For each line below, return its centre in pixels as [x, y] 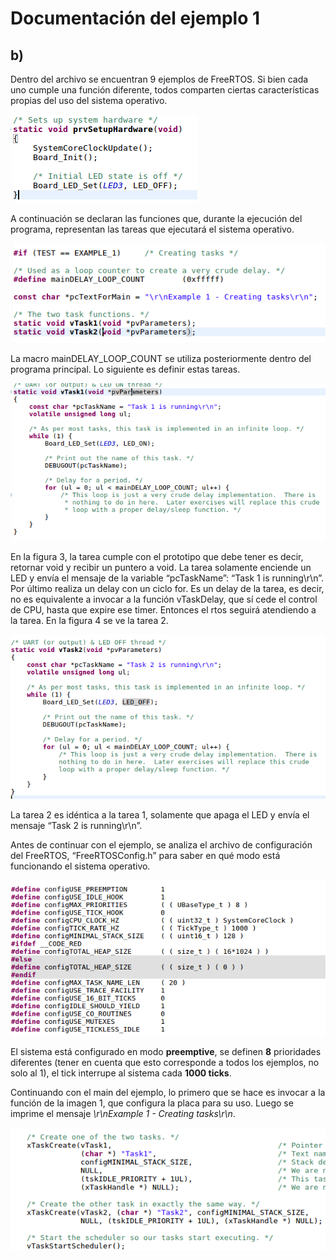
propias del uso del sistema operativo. [89, 100]
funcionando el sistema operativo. [80, 866]
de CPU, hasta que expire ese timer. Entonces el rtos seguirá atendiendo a [163, 610]
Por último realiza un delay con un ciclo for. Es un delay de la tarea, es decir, [167, 589]
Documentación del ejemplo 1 [135, 18]
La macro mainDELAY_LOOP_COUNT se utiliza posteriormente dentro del [161, 359]
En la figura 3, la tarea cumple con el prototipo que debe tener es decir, [157, 557]
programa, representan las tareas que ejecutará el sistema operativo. [152, 229]
